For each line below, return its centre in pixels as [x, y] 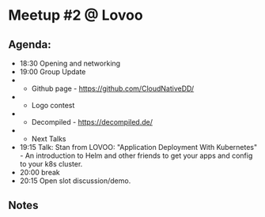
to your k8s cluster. [51, 164]
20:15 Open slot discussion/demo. [75, 181]
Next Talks [49, 139]
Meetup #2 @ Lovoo [76, 15]
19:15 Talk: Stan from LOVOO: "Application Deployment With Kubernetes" [138, 147]
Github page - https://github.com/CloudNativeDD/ [113, 88]
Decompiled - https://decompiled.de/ [92, 122]
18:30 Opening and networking [70, 63]
